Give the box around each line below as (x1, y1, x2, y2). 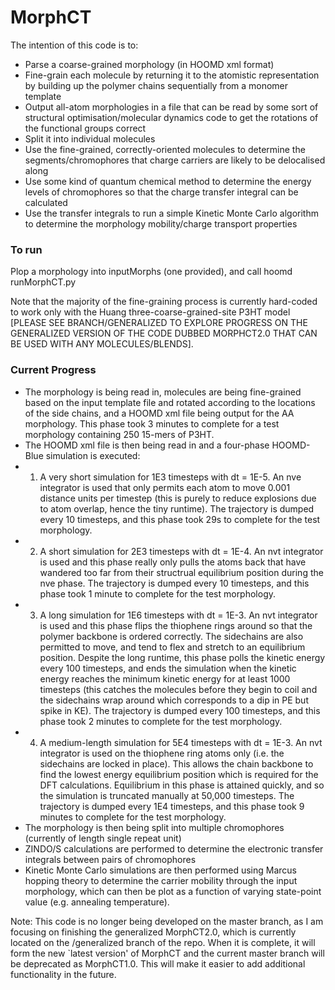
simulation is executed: (45, 449, 141, 461)
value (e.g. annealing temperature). (24, 896, 170, 908)
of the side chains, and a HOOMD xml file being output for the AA (24, 407, 295, 419)
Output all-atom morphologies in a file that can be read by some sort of (24, 101, 319, 113)
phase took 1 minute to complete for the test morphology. (39, 587, 277, 600)
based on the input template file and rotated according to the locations (24, 396, 316, 408)
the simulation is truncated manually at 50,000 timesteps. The (39, 789, 295, 801)
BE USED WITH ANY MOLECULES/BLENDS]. (10, 338, 194, 350)
